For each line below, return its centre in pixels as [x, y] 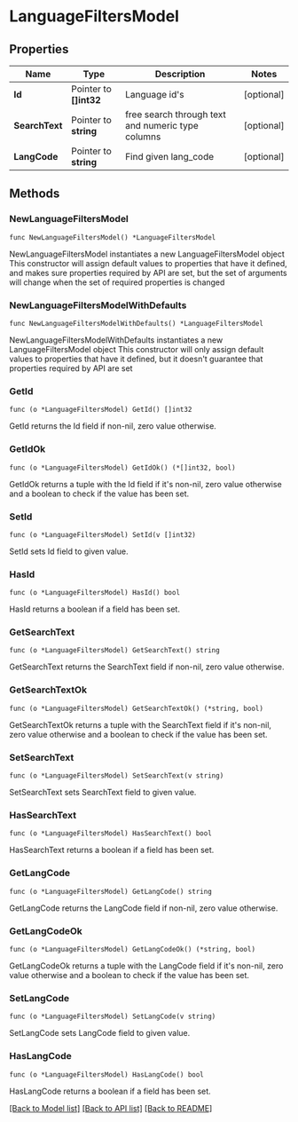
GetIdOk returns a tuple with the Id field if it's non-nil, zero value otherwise [145, 484]
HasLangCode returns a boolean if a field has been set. [110, 1091]
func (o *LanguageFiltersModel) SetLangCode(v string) [113, 1017]
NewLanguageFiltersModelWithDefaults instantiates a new [116, 340]
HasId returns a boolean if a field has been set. [94, 609]
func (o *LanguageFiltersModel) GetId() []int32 [101, 410]
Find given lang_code [170, 157]
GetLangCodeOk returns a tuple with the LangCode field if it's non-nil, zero [146, 966]
